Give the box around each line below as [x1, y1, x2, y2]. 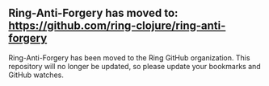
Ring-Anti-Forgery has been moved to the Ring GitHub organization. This [8, 52, 250, 63]
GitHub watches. [8, 70, 65, 80]
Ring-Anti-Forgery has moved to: [8, 6, 179, 20]
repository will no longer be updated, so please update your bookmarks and [8, 61, 261, 71]
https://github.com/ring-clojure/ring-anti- [8, 19, 226, 33]
